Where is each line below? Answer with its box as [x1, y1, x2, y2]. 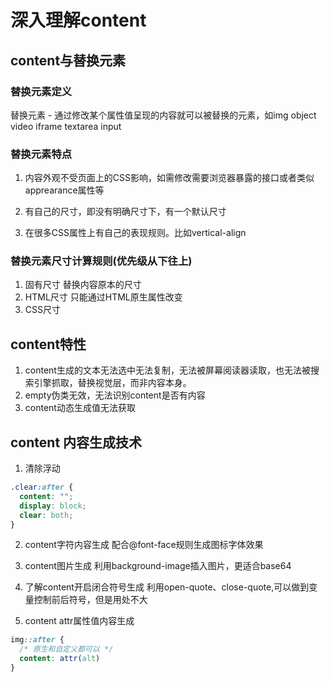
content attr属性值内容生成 [24, 615, 135, 627]
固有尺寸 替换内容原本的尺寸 [24, 279, 142, 291]
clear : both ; [19, 510, 74, 520]
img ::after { [10, 635, 65, 645]
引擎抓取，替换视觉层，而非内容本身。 [33, 377, 192, 389]
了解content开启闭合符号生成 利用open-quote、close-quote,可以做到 [24, 581, 310, 593]
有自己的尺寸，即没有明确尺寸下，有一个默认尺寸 [24, 206, 227, 218]
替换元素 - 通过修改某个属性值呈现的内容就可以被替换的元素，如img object [10, 109, 317, 121]
